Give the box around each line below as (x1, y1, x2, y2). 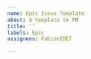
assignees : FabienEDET (7, 36, 72, 43)
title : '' (7, 23, 36, 29)
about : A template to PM (7, 16, 79, 23)
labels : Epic (7, 29, 45, 36)
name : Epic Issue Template (7, 10, 85, 17)
